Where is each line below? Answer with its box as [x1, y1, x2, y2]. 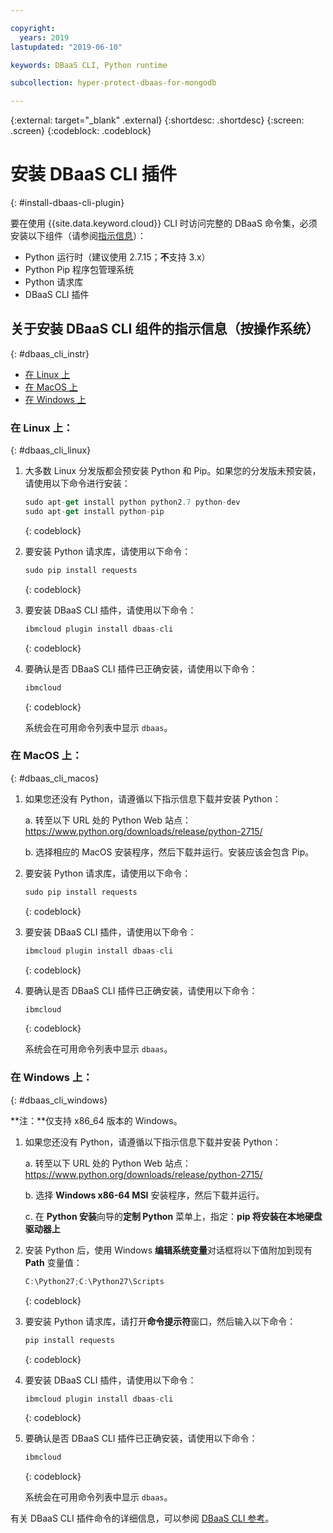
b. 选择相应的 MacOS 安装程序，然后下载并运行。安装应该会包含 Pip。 [24, 846, 315, 858]
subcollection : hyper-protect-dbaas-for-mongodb [10, 78, 217, 88]
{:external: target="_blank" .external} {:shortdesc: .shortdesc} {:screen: [10, 114, 305, 126]
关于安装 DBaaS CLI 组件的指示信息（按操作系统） [10, 321, 320, 338]
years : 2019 [19, 32, 70, 43]
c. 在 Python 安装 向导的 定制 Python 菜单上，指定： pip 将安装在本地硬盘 [24, 1210, 323, 1222]
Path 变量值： [24, 1256, 83, 1268]
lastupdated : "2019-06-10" [10, 42, 123, 52]
